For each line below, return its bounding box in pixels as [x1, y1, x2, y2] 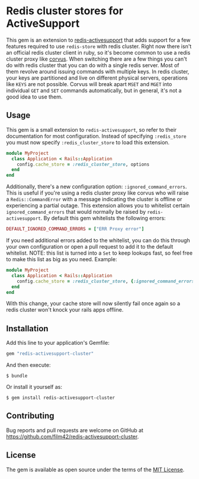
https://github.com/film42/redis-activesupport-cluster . [6, 433, 139, 440]
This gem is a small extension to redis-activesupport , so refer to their [6, 126, 177, 133]
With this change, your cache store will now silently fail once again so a [6, 300, 181, 307]
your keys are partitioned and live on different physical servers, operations [6, 74, 188, 81]
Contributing [6, 411, 54, 421]
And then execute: [6, 361, 51, 369]
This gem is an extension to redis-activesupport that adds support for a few [6, 36, 191, 43]
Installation [6, 323, 49, 334]
